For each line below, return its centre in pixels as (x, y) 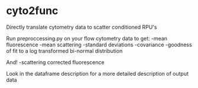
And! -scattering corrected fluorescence (55, 62)
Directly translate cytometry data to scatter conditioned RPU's (82, 27)
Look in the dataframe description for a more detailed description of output (98, 73)
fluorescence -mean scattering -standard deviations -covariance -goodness (99, 45)
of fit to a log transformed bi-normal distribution (64, 50)
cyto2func (32, 11)
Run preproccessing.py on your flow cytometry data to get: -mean (87, 38)
